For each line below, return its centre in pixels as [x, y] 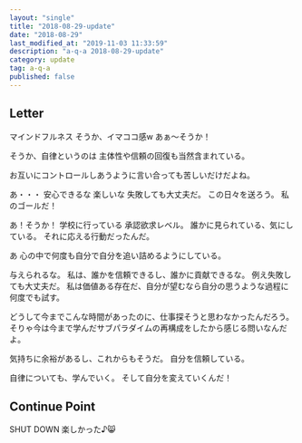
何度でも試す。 [37, 297]
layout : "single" [42, 18]
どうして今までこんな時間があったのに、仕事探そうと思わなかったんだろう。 [152, 316]
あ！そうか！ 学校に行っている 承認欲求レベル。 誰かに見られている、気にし [151, 225]
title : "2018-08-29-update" [63, 26]
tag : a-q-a [30, 69]
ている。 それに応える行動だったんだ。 [82, 236]
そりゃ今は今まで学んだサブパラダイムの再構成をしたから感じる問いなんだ [148, 328]
